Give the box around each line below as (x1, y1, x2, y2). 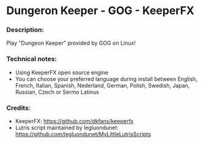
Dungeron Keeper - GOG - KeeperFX (6, 4, 194, 18)
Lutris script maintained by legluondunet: (15, 124, 119, 132)
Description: (6, 26, 44, 34)
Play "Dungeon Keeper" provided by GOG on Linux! (6, 39, 136, 47)
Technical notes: (6, 55, 57, 63)
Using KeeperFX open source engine (15, 69, 109, 76)
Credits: (6, 104, 31, 112)
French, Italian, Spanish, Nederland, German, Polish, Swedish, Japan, (15, 81, 190, 89)
